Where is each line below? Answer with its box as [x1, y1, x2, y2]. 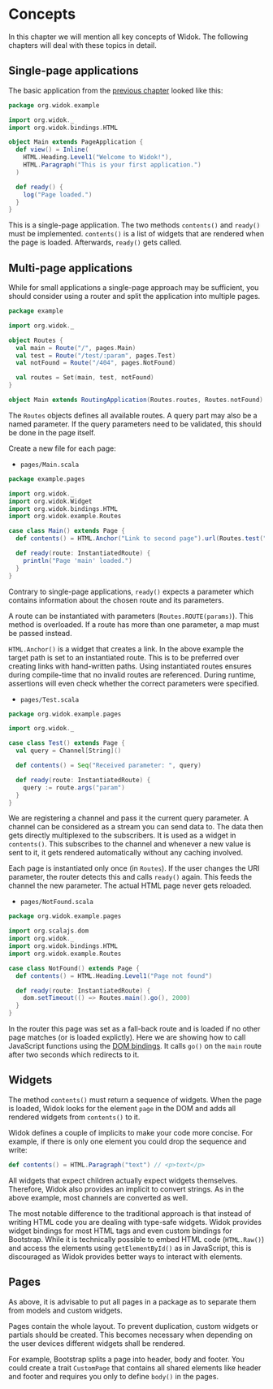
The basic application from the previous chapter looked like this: [8, 85, 223, 95]
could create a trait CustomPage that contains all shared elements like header [8, 1362, 262, 1373]
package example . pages [8, 474, 85, 483]
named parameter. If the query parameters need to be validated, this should [8, 419, 262, 429]
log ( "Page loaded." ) [23, 190, 93, 199]
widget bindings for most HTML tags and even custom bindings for [8, 1226, 233, 1235]
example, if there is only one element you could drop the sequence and [8, 1136, 247, 1146]
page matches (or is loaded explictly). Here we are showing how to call [8, 1032, 246, 1042]
